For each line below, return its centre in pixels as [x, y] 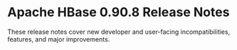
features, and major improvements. [59, 39]
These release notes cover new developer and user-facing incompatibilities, [119, 32]
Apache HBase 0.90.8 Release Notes [118, 12]
